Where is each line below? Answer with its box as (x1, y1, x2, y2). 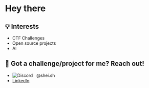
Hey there (5, 3, 46, 14)
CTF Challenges (12, 35, 45, 41)
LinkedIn (12, 77, 30, 83)
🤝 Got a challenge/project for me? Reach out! (5, 59, 145, 68)
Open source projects (12, 40, 56, 46)
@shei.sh (36, 72, 55, 78)
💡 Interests (5, 22, 39, 31)
